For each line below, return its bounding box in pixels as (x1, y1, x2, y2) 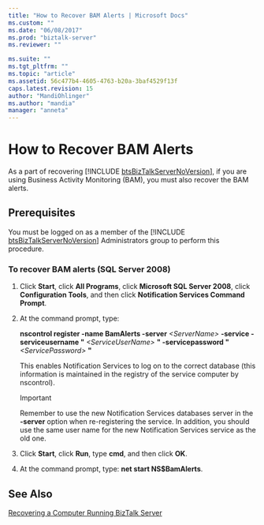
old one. (19, 433, 46, 443)
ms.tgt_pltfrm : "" (8, 62, 69, 71)
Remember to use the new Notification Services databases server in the (19, 408, 254, 418)
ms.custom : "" (8, 19, 55, 27)
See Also (8, 487, 53, 501)
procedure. (8, 244, 45, 253)
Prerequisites (8, 206, 76, 219)
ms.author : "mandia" (8, 99, 76, 107)
